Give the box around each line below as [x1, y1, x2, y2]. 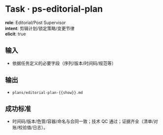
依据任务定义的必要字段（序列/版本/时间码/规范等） [12, 60, 116, 66]
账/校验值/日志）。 [12, 125, 48, 131]
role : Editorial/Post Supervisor [5, 20, 66, 25]
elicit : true [5, 31, 26, 37]
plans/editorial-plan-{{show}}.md [12, 90, 83, 95]
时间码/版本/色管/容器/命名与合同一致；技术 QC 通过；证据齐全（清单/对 [12, 118, 158, 124]
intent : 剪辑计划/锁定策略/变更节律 [5, 25, 75, 31]
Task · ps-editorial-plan [5, 3, 103, 15]
